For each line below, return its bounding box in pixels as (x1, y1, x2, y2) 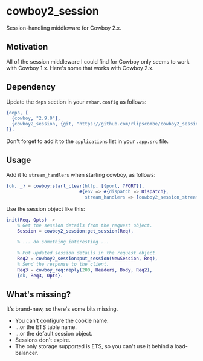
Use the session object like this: (6, 205, 86, 213)
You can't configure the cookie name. (14, 317, 109, 325)
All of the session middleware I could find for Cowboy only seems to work (6, 58, 190, 65)
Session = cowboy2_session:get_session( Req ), (17, 228, 134, 234)
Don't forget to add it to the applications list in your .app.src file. (6, 137, 169, 145)
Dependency (6, 82, 56, 92)
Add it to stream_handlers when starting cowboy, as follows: (6, 171, 156, 178)
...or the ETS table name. (14, 323, 77, 331)
